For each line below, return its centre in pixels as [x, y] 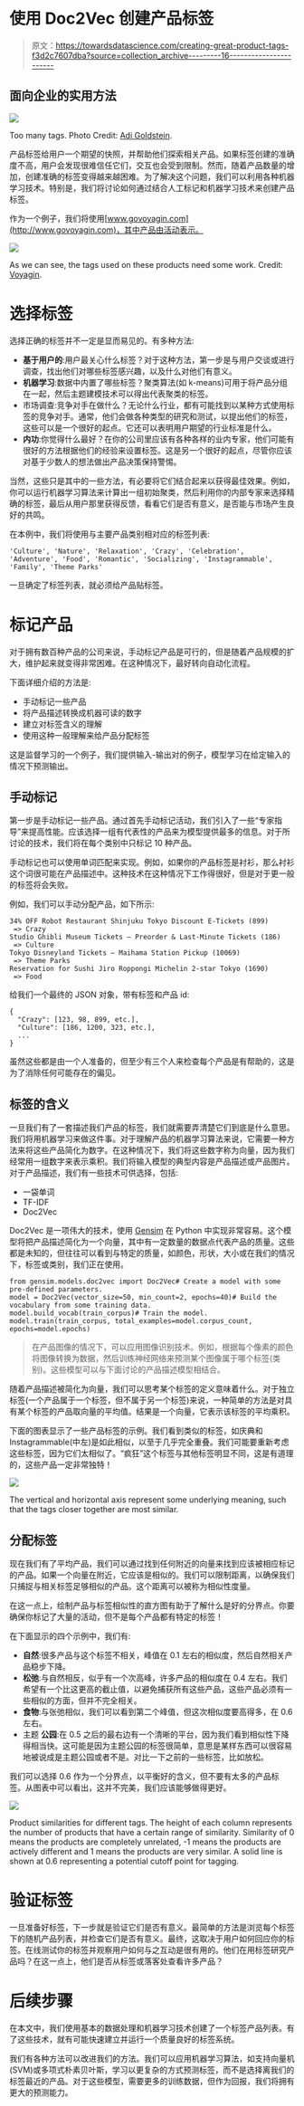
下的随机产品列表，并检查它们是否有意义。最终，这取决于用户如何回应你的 [148, 1939]
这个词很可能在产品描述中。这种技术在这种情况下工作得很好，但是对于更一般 [152, 873]
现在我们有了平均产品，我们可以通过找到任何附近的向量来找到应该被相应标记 [152, 1564]
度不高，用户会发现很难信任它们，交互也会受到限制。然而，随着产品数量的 [148, 165]
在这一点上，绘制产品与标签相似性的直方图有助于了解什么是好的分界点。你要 [152, 1606]
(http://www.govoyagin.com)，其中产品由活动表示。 [106, 229]
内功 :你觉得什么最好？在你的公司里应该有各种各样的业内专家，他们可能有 [158, 439]
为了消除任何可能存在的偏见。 [65, 1072]
